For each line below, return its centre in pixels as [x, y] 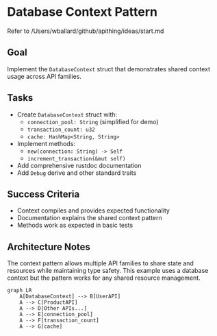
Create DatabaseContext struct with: [67, 115]
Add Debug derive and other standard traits [77, 173]
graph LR [20, 291]
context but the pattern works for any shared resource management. [104, 278]
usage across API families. [44, 76]
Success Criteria [43, 194]
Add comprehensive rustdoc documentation [79, 165]
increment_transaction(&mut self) [76, 158]
